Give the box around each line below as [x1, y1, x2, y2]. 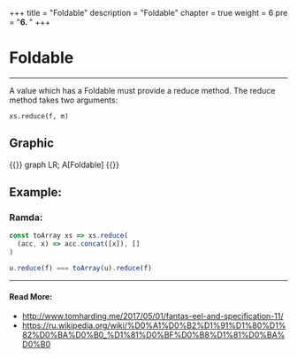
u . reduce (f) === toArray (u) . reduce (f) [9, 264, 152, 273]
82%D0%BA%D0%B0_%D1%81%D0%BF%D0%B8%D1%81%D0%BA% [21, 330, 286, 340]
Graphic [9, 136, 55, 151]
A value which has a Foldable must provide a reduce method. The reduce [9, 85, 276, 95]
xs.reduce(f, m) [9, 111, 69, 120]
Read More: [9, 291, 53, 301]
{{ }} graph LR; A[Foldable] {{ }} [9, 159, 119, 170]
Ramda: [9, 211, 43, 224]
